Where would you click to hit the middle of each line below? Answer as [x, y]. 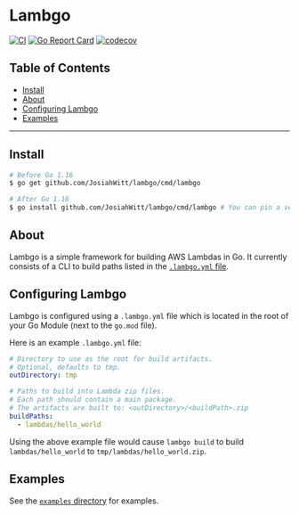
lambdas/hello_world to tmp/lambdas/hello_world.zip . [108, 451]
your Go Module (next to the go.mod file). [83, 325]
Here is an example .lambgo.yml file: [76, 342]
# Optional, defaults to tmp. [65, 367]
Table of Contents [60, 68]
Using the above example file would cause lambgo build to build [127, 441]
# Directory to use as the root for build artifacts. [111, 359]
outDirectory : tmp [43, 375]
